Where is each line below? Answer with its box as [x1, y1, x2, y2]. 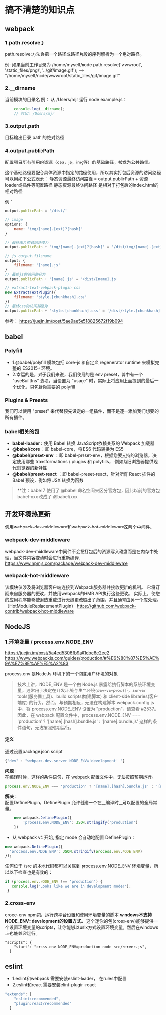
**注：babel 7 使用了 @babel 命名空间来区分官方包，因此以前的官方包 [17, 487, 160, 494]
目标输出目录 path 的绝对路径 [5, 134, 65, 141]
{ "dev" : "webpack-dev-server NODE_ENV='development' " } [5, 758, 125, 763]
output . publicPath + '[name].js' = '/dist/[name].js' [5, 277, 119, 282]
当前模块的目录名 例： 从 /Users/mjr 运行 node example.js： [5, 97, 127, 103]
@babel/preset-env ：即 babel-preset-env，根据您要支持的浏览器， [12, 452, 153, 458]
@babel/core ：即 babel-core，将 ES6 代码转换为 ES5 [12, 447, 124, 452]
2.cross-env [5, 900, 36, 907]
